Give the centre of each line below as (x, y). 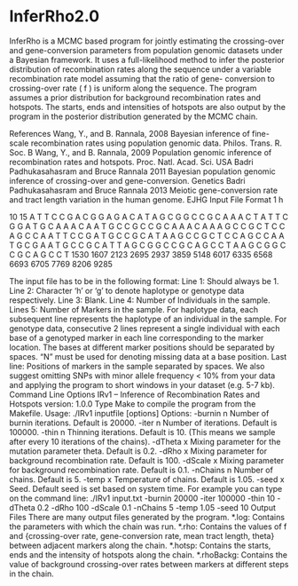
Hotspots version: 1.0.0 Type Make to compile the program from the (133, 404)
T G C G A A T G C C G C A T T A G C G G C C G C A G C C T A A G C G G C (148, 245)
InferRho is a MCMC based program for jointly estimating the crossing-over (147, 41)
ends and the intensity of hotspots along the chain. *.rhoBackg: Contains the (149, 554)
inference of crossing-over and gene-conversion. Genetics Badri (127, 180)
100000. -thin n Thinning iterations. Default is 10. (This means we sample (142, 432)
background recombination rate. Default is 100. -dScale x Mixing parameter (147, 460)
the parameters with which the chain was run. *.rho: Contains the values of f (148, 527)
